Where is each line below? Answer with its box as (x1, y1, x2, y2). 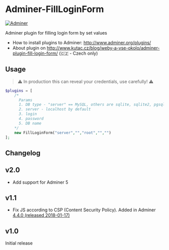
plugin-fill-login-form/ (12, 50, 58, 56)
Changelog (5, 149, 41, 157)
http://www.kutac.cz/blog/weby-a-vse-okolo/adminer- (47, 45, 160, 51)
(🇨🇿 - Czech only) (58, 50, 98, 56)
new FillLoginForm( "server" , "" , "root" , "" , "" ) (14, 130, 112, 135)
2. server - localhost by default (18, 107, 92, 112)
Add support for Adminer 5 (12, 179, 68, 185)
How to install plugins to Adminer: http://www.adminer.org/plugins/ (12, 39, 151, 46)
